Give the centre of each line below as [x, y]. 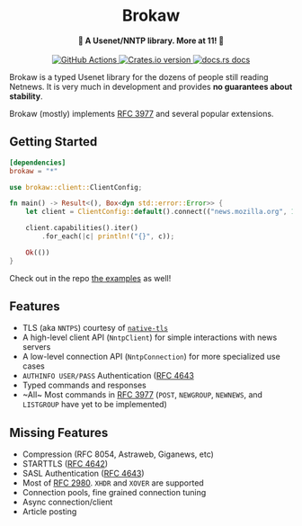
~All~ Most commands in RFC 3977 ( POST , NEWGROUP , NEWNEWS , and [142, 395]
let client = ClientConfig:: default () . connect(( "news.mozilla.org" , [156, 212]
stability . [26, 96]
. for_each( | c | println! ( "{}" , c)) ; [108, 236]
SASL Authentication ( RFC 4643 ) [84, 474]
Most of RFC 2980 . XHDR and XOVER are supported [113, 483]
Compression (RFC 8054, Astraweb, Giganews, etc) [118, 454]
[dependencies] [38, 163]
